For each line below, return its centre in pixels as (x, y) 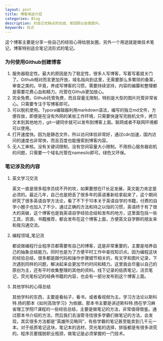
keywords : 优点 (20, 28)
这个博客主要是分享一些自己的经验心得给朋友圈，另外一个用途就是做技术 (77, 42)
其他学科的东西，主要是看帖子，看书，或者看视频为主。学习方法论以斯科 (84, 297)
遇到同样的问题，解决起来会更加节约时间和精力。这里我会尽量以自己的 (87, 264)
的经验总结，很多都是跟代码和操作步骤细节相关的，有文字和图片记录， (82, 258)
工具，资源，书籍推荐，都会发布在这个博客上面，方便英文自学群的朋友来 (84, 219)
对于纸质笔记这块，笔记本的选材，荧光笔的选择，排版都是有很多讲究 (89, 327)
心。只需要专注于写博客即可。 (42, 104)
